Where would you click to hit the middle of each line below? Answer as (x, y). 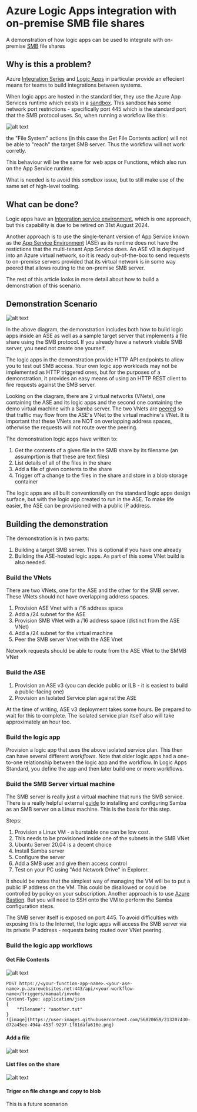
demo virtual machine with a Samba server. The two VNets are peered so (95, 409)
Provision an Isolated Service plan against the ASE (76, 698)
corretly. (16, 150)
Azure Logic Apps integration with (91, 11)
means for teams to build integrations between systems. (74, 85)
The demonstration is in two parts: (48, 538)
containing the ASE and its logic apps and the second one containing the (94, 403)
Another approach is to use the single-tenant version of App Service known (98, 236)
